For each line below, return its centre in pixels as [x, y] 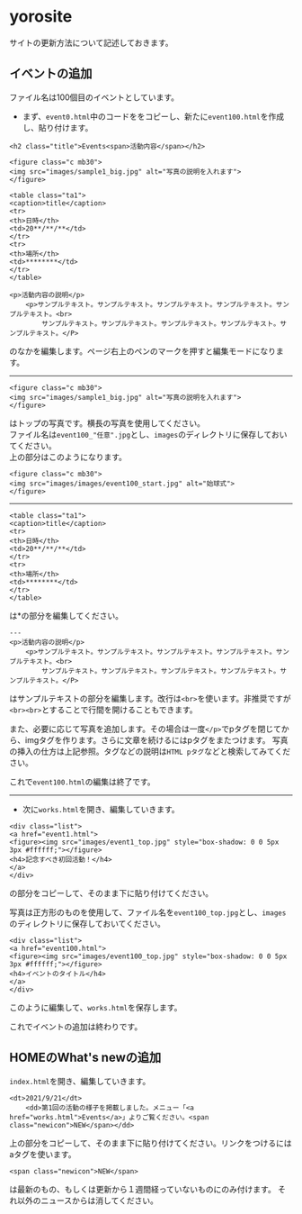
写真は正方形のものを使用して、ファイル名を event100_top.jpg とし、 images [148, 912]
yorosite [41, 17]
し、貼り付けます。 [58, 127]
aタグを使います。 [43, 1154]
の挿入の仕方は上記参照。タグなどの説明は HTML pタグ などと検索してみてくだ [150, 751]
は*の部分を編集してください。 [67, 615]
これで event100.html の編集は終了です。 [82, 782]
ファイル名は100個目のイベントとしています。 [94, 97]
